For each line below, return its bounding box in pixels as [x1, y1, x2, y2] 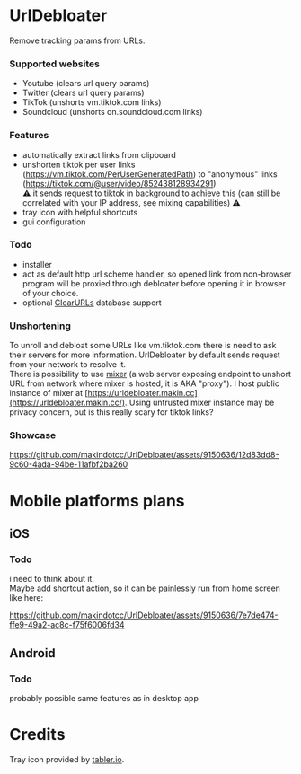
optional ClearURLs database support [22, 297, 162, 308]
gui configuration [22, 216, 86, 227]
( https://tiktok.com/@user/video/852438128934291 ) [22, 178, 217, 189]
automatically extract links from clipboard [22, 149, 177, 160]
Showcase [9, 429, 57, 442]
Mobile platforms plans [9, 490, 186, 511]
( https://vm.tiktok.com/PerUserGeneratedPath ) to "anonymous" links [22, 168, 278, 180]
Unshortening [9, 320, 72, 332]
